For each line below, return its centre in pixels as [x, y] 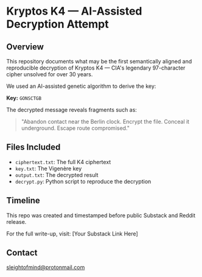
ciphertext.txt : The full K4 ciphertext [63, 162]
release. [16, 221]
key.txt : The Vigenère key [48, 168]
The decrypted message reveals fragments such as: [71, 110]
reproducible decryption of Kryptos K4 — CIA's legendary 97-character [96, 68]
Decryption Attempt [58, 24]
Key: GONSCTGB [24, 98]
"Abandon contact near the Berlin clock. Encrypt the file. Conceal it [105, 121]
